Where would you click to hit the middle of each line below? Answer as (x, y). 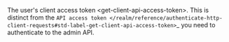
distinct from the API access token (57, 17)
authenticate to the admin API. (51, 32)
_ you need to (196, 25)
